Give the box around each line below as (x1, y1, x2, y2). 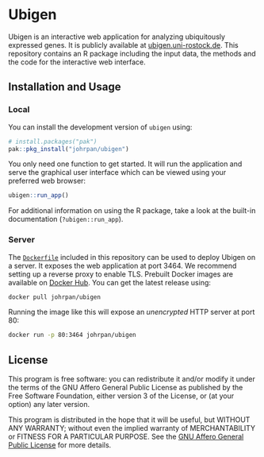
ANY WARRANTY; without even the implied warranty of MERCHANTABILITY (8, 424, 256, 433)
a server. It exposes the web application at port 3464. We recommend (8, 261, 237, 270)
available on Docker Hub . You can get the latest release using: (8, 277, 212, 287)
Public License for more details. (8, 440, 112, 450)
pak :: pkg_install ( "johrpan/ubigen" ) (8, 145, 129, 153)
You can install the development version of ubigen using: (8, 122, 193, 132)
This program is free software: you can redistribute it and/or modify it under (8, 374, 255, 384)
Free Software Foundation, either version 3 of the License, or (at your (8, 391, 235, 401)
